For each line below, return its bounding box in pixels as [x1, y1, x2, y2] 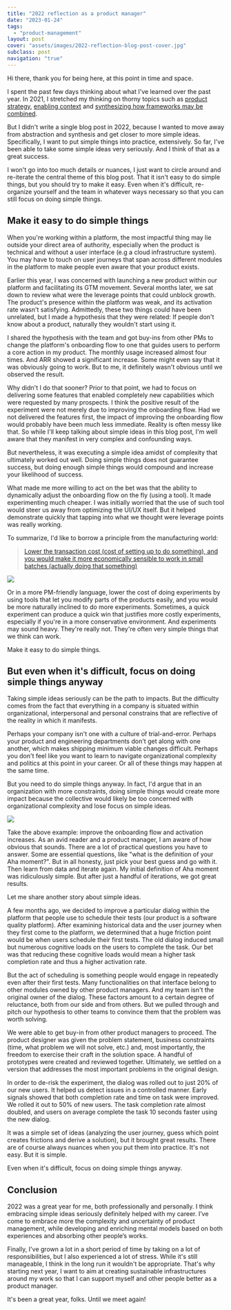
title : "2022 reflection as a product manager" [7, 10, 147, 17]
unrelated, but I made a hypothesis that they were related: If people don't [7, 312, 214, 321]
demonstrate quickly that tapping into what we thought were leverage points [7, 512, 224, 521]
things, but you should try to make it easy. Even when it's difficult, [7, 180, 194, 189]
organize [7, 187, 32, 195]
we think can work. [7, 632, 61, 640]
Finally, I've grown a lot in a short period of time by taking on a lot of [7, 1245, 201, 1253]
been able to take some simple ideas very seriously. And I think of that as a [7, 144, 220, 153]
